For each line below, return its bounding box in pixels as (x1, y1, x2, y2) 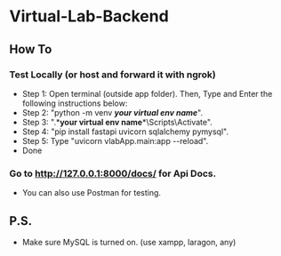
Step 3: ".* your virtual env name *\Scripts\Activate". (21, 116, 213, 127)
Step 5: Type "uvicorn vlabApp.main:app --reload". (21, 135, 209, 146)
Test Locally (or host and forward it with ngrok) (9, 68, 216, 81)
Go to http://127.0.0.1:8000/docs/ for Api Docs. (9, 167, 216, 180)
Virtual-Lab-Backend (9, 6, 169, 27)
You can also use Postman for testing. (21, 188, 162, 198)
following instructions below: (21, 98, 128, 108)
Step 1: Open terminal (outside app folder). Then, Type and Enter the (21, 88, 273, 99)
